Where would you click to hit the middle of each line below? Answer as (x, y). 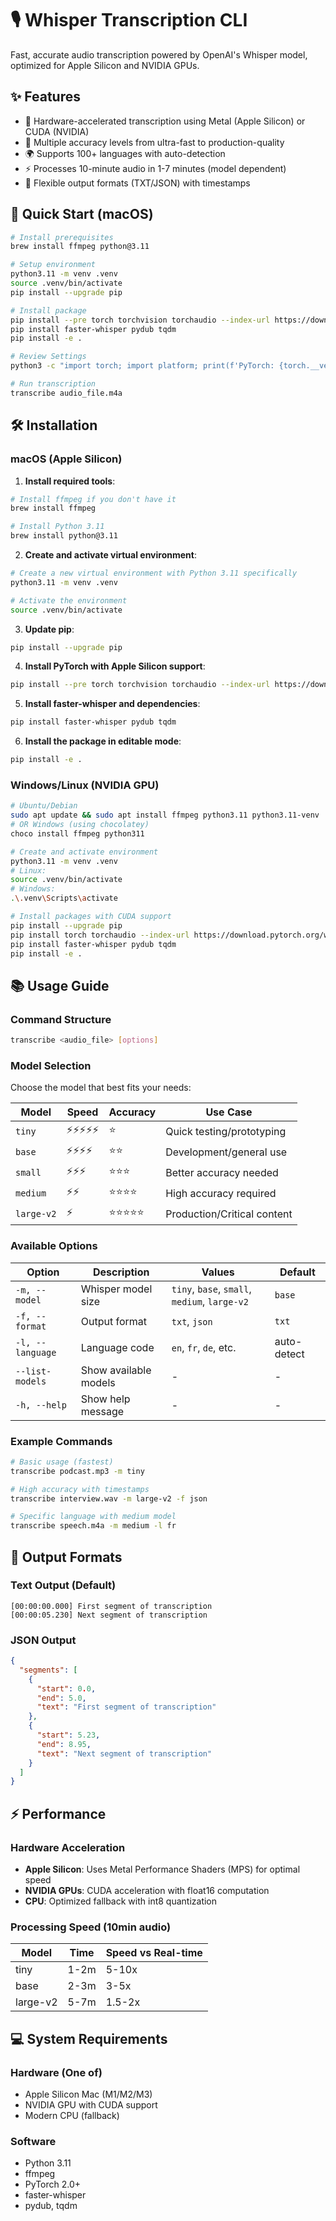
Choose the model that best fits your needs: (101, 1088)
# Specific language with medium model (93, 1517)
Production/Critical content (229, 1214)
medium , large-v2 (210, 1301)
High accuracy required (221, 1193)
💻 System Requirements (89, 2038)
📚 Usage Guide (60, 985)
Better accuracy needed (222, 1172)
